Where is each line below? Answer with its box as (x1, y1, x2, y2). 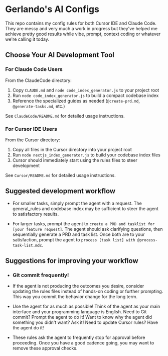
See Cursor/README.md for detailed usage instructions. (5, 172, 116, 178)
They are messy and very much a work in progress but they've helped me (5, 25, 158, 31)
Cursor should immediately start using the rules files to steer (12, 157, 138, 163)
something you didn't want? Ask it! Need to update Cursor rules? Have (12, 319, 158, 325)
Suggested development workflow (5, 187, 116, 196)
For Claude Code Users (5, 66, 63, 73)
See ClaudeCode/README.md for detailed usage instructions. (5, 113, 125, 119)
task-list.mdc (12, 243, 42, 248)
